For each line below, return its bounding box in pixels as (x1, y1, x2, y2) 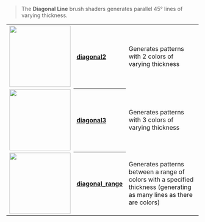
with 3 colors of (128, 116, 174, 124)
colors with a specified (128, 176, 194, 183)
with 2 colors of (128, 52, 174, 61)
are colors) (128, 198, 160, 207)
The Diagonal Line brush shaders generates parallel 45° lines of (21, 6, 183, 12)
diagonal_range (76, 180, 123, 188)
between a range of (128, 168, 185, 176)
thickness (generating (128, 183, 192, 191)
